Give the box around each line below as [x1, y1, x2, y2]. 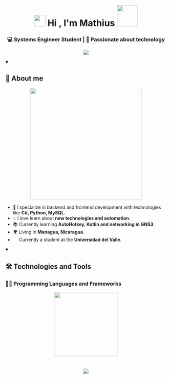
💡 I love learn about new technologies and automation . [12, 215, 131, 222]
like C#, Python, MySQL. [12, 210, 66, 216]
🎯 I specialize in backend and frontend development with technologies [12, 204, 161, 210]
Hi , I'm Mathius [47, 17, 115, 29]
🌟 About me [5, 74, 44, 83]
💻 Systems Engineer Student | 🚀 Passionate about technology [7, 36, 165, 43]
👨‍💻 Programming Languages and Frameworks [5, 280, 122, 287]
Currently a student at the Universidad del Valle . [18, 236, 122, 243]
